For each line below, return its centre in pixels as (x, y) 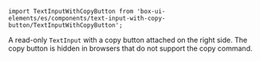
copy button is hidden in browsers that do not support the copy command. (130, 48)
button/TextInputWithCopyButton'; (66, 25)
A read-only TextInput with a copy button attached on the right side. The (128, 40)
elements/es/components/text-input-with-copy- (87, 18)
